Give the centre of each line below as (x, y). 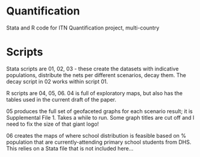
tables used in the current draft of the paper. (61, 99)
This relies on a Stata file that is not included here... (70, 148)
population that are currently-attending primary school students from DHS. (99, 142)
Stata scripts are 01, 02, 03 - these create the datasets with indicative (92, 69)
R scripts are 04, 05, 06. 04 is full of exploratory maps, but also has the (94, 93)
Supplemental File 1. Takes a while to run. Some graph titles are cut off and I (100, 117)
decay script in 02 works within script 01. (57, 81)
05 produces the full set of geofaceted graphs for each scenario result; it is (99, 111)
